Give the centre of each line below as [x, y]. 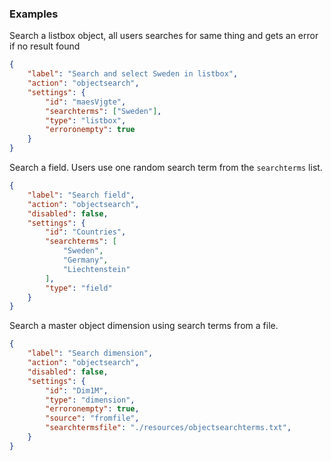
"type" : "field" [79, 288]
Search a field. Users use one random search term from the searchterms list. [166, 168]
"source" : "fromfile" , [92, 418]
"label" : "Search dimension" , [90, 353]
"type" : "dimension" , [90, 400]
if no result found [45, 46]
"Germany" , [85, 260]
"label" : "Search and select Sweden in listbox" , [133, 74]
